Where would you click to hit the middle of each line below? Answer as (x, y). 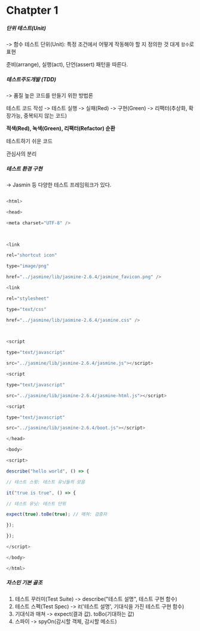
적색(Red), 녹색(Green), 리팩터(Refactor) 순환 (61, 129)
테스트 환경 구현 (24, 169)
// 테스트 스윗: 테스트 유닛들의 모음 (46, 482)
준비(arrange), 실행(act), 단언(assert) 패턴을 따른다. (67, 65)
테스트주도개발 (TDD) (31, 79)
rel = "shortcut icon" (32, 255)
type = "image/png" (28, 266)
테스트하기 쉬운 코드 (29, 141)
